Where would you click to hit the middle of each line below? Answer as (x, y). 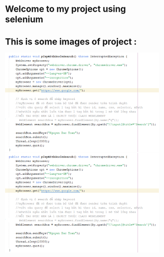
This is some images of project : (71, 42)
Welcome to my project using (65, 9)
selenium (24, 19)
